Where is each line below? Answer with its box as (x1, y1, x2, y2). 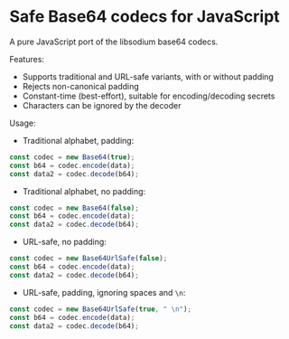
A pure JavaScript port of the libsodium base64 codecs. (9, 36, 219, 47)
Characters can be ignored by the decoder (22, 99, 182, 110)
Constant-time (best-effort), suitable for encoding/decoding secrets (22, 90, 275, 101)
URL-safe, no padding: (22, 237, 107, 248)
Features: (9, 53, 45, 64)
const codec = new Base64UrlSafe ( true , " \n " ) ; (9, 305, 192, 314)
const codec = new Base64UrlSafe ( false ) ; (9, 254, 168, 263)
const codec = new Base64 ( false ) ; (9, 203, 140, 212)
